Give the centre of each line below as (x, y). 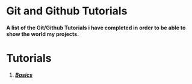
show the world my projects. (43, 34)
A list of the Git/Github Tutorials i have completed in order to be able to (96, 28)
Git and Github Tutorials (67, 11)
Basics (24, 75)
